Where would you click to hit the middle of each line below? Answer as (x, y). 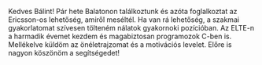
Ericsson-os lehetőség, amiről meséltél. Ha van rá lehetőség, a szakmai (124, 20)
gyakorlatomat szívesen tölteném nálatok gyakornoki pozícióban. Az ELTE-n (131, 28)
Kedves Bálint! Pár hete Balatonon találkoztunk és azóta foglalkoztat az (123, 11)
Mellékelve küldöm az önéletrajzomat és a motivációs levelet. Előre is (120, 45)
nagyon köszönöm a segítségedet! (64, 53)
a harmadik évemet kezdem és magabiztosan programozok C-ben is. (120, 36)
